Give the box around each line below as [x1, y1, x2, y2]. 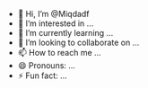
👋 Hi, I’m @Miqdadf [17, 9, 90, 19]
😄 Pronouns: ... [17, 60, 76, 71]
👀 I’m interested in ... [17, 18, 94, 29]
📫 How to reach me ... [17, 48, 101, 57]
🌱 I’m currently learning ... [17, 28, 114, 38]
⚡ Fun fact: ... [17, 70, 67, 81]
